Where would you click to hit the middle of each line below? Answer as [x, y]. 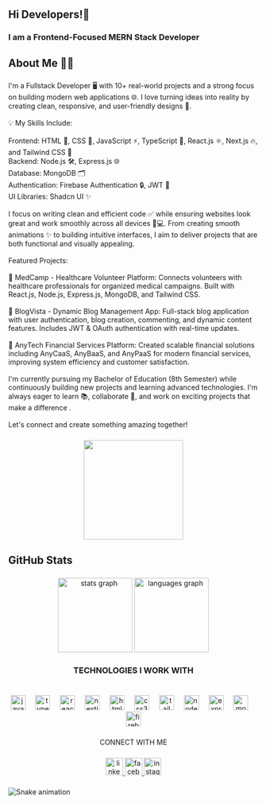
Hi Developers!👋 [49, 15]
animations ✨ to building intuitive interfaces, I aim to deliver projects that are [133, 235]
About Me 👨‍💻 [41, 63]
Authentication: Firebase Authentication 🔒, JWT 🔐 [89, 184]
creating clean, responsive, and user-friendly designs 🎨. [100, 106]
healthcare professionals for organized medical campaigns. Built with [121, 285]
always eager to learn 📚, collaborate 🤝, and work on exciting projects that [129, 396]
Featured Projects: [39, 260]
